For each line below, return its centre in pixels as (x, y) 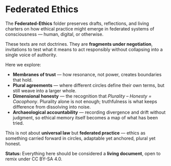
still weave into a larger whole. (44, 90)
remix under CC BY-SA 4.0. (34, 159)
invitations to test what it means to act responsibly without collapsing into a (84, 49)
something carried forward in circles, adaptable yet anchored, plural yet (80, 138)
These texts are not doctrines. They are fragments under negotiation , (79, 44)
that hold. (23, 80)
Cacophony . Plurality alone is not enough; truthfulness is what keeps (85, 101)
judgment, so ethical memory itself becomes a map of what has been (85, 117)
